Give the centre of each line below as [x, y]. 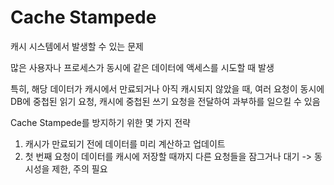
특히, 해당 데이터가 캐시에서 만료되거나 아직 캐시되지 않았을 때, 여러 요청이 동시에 [167, 88]
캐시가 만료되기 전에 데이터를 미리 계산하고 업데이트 [125, 143]
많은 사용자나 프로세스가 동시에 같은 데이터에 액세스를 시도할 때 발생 [142, 67]
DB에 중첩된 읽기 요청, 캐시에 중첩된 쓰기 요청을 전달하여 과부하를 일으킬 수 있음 [165, 101]
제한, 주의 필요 [79, 168]
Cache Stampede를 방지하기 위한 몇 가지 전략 [100, 122]
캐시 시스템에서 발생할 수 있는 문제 [77, 46]
